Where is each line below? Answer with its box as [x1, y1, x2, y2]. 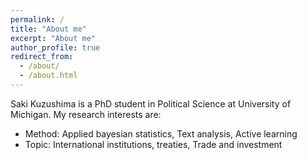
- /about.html [19, 71, 78, 81]
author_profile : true [10, 42, 101, 53]
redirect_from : [10, 52, 74, 62]
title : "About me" [10, 24, 87, 34]
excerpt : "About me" [10, 33, 97, 43]
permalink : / [10, 14, 65, 25]
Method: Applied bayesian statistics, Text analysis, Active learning [24, 127, 298, 140]
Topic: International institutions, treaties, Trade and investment [24, 138, 283, 150]
